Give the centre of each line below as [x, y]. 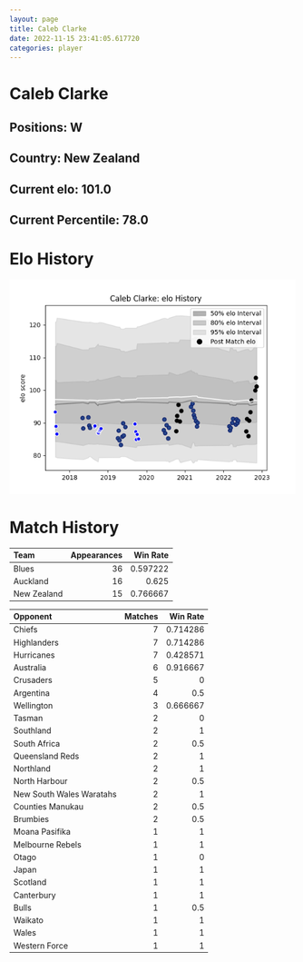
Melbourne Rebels [47, 844]
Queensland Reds [46, 756]
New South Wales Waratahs [65, 794]
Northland [32, 769]
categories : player [46, 48]
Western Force [41, 946]
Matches [141, 617]
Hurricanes [34, 655]
